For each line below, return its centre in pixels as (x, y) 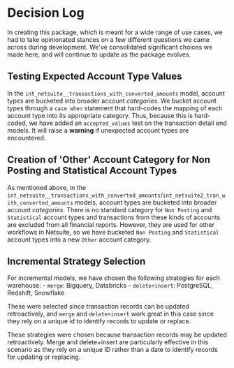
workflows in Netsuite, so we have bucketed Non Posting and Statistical (113, 232)
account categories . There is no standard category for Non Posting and (110, 209)
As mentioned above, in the (46, 187)
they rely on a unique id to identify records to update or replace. (99, 321)
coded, (17, 123)
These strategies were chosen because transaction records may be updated (117, 335)
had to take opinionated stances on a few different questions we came (108, 39)
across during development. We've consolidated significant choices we (110, 47)
